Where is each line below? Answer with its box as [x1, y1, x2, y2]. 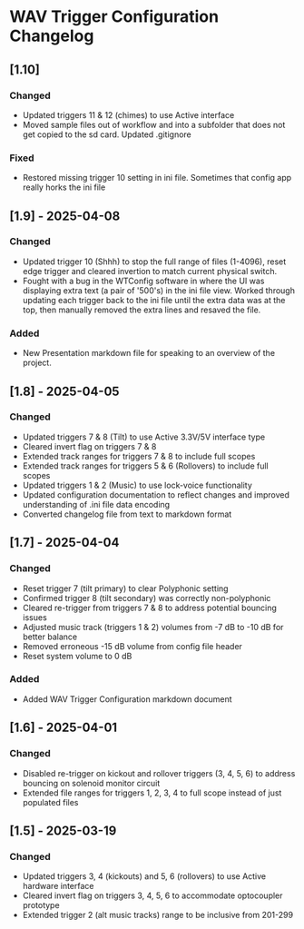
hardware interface [22, 881, 94, 892]
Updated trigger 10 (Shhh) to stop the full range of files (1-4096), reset [22, 256, 287, 267]
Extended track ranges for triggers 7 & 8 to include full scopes [22, 450, 256, 461]
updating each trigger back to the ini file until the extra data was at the [22, 294, 286, 305]
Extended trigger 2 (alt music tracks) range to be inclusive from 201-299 [22, 910, 293, 921]
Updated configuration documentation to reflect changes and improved [22, 489, 290, 500]
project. [22, 357, 52, 369]
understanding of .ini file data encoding [22, 499, 171, 509]
